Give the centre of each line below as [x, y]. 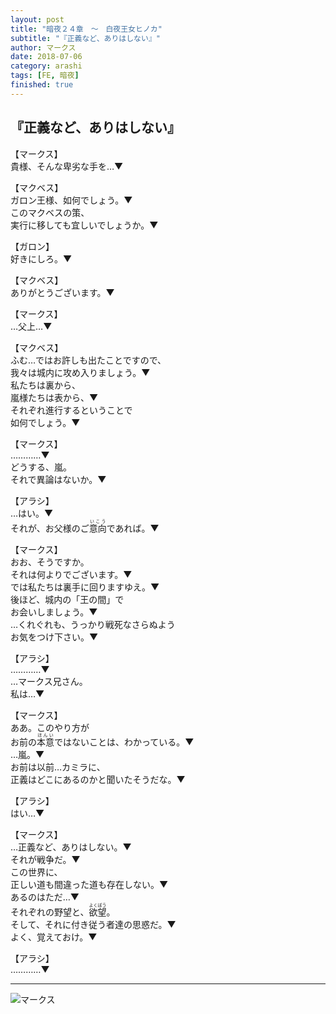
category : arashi [46, 66]
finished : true [42, 85]
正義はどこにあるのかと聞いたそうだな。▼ [98, 779]
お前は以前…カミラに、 [58, 767]
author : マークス [43, 47]
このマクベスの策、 [50, 212]
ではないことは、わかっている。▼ [124, 742]
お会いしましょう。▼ [54, 612]
